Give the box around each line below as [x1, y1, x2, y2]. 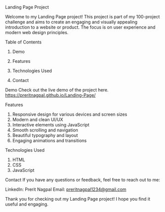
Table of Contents [5, 39, 42, 45]
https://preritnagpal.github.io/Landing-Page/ [5, 92, 96, 98]
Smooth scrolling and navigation [12, 127, 78, 133]
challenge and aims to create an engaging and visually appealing [5, 19, 138, 25]
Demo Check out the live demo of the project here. [5, 87, 109, 93]
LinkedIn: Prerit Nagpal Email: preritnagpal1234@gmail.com [5, 186, 126, 192]
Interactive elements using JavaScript [12, 122, 90, 127]
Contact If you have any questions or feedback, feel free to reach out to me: [5, 177, 160, 182]
